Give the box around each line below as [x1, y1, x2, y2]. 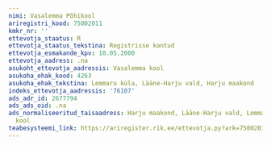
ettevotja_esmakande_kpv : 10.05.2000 [8, 49, 135, 57]
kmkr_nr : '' [8, 27, 48, 35]
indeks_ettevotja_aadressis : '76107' [8, 86, 135, 95]
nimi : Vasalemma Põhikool [8, 11, 95, 20]
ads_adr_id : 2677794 [8, 94, 78, 102]
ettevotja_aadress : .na [8, 57, 89, 65]
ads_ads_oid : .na [8, 101, 67, 110]
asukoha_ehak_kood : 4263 [8, 72, 92, 80]
